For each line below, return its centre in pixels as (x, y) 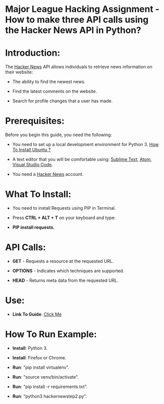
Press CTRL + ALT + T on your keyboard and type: (64, 218)
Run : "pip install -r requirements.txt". (50, 387)
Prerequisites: (35, 121)
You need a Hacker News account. (48, 174)
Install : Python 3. (30, 348)
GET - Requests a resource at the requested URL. (63, 261)
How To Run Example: (51, 334)
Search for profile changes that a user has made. (62, 101)
